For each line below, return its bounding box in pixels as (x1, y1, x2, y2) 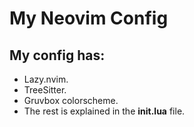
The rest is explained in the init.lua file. (23, 105, 186, 117)
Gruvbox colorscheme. (23, 95, 119, 106)
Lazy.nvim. (23, 73, 69, 85)
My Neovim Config (9, 7, 169, 30)
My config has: (9, 47, 106, 64)
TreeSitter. (23, 84, 67, 96)
